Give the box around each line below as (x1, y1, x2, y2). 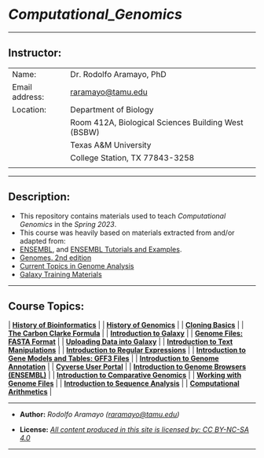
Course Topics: (8, 299, 85, 313)
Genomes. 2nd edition (19, 253, 92, 262)
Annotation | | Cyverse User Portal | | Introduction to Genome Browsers (8, 362, 247, 372)
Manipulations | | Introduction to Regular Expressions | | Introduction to (8, 346, 246, 355)
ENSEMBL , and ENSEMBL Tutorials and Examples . (19, 244, 182, 254)
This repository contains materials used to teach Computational (19, 211, 226, 221)
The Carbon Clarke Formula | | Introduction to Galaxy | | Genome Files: (8, 328, 244, 339)
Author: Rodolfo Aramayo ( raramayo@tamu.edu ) (19, 410, 180, 420)
